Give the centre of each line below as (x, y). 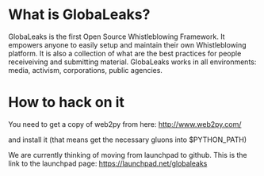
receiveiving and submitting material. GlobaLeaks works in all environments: (132, 62)
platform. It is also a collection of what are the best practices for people (125, 53)
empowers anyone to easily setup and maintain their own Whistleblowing (128, 44)
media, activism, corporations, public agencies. (85, 70)
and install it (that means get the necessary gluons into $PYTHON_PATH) (128, 140)
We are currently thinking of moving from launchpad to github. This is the (128, 155)
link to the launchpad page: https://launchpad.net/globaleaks (108, 163)
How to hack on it (67, 103)
